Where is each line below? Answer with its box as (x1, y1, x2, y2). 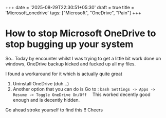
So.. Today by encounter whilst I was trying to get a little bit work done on (5, 55, 161, 61)
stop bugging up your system (5, 38, 134, 50)
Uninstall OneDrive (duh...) (12, 80, 69, 86)
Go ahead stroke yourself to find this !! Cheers (5, 107, 103, 113)
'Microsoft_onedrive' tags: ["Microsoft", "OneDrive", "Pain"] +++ (5, 10, 141, 16)
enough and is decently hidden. (12, 97, 80, 103)
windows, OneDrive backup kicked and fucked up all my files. (5, 61, 136, 67)
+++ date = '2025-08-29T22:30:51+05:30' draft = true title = (5, 5, 135, 10)
